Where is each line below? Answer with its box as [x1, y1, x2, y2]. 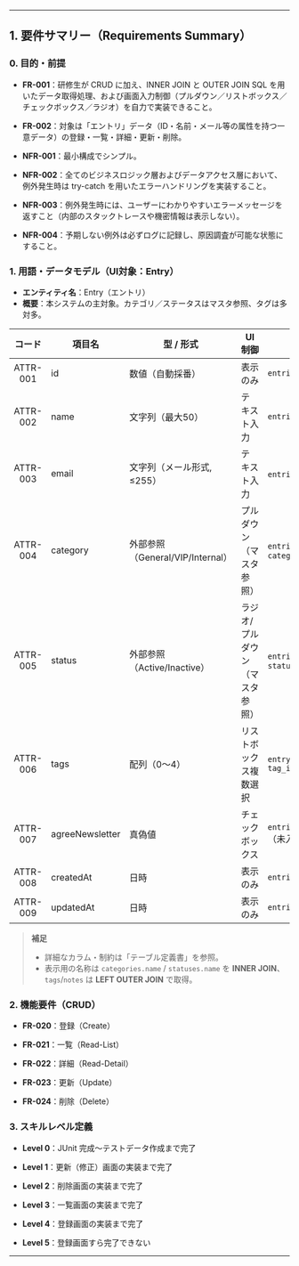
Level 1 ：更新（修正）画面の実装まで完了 [21, 1161, 174, 1172]
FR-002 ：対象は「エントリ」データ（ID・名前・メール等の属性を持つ [21, 120, 278, 131]
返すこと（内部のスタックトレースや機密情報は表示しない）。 [21, 210, 245, 221]
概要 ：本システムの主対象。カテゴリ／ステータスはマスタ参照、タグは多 [21, 297, 287, 308]
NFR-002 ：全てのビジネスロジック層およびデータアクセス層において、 [21, 169, 283, 180]
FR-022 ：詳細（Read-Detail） [21, 1059, 133, 1069]
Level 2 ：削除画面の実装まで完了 [21, 1181, 144, 1191]
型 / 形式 [163, 337, 198, 350]
